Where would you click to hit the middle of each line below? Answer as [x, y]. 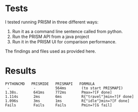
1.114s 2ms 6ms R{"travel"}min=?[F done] [69, 96]
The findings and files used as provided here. [50, 51]
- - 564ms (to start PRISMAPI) [65, 88]
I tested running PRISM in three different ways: [52, 22]
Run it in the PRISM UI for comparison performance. [64, 41]
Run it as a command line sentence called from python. [67, 31]
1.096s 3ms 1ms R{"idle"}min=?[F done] [68, 101]
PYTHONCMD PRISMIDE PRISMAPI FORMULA [50, 84]
